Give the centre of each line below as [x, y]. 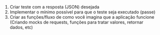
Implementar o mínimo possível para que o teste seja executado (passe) [82, 12]
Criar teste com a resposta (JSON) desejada [54, 7]
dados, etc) [21, 27]
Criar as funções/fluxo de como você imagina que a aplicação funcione [82, 17]
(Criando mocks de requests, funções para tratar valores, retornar [77, 22]
